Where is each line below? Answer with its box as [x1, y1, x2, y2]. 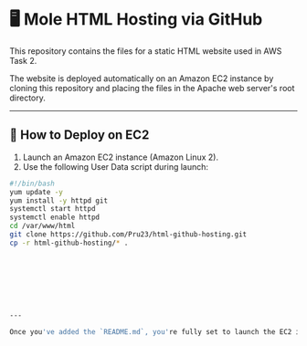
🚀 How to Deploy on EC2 [9, 127, 150, 143]
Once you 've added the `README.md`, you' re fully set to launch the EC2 [9, 327, 292, 336]
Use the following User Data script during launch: [22, 161, 208, 172]
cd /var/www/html [9, 222, 76, 231]
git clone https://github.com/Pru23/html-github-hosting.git [9, 230, 248, 239]
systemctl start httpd [9, 204, 96, 214]
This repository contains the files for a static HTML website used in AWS [9, 45, 282, 57]
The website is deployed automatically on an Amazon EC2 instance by [9, 72, 274, 84]
